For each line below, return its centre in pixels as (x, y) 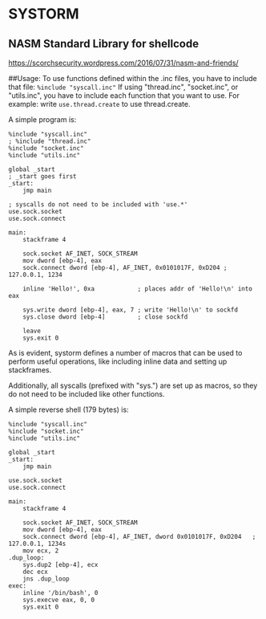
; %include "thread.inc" (50, 141)
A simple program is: (42, 120)
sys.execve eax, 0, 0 (58, 600)
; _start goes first (43, 177)
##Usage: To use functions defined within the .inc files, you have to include (133, 78)
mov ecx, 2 (41, 551)
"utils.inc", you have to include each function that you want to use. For (124, 96)
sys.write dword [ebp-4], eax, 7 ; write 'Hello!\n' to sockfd (131, 310)
